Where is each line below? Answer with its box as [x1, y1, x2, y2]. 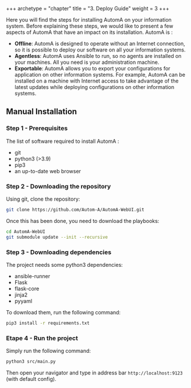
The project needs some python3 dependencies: [6, 261, 123, 268]
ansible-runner [14, 272, 51, 280]
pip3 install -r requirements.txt [6, 320, 90, 326]
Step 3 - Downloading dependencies [6, 248, 112, 256]
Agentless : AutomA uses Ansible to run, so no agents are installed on [14, 53, 182, 59]
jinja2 [14, 291, 28, 298]
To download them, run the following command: [6, 308, 121, 315]
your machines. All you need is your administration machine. [14, 59, 160, 66]
